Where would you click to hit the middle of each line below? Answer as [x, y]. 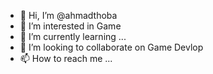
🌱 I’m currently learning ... [73, 36]
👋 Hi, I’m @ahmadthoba [68, 15]
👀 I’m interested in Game [70, 26]
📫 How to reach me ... [66, 58]
